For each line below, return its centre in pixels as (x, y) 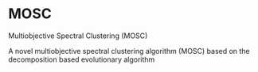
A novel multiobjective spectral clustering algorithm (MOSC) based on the (129, 51)
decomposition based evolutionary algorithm (82, 59)
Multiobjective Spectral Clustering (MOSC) (78, 36)
